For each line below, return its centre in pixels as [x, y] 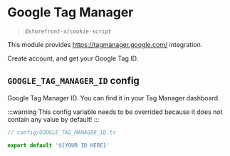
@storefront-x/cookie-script [68, 31]
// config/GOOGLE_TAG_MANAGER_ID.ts [62, 132]
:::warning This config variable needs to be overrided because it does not [115, 112]
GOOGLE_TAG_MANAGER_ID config [74, 81]
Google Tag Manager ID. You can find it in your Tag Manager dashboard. [114, 98]
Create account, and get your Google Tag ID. [73, 58]
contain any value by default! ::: [53, 119]
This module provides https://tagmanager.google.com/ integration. [105, 44]
